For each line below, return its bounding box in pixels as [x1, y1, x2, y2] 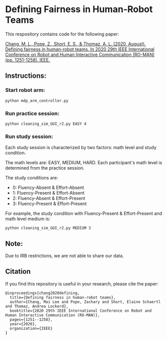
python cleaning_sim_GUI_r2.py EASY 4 [5, 121, 87, 126]
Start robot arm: [5, 87, 45, 94]
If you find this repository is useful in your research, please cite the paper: [5, 280, 158, 286]
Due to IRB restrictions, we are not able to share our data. [5, 253, 124, 259]
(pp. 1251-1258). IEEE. [5, 57, 50, 63]
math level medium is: [5, 216, 50, 222]
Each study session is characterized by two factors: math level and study [5, 144, 157, 151]
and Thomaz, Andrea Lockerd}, [5, 304, 69, 309]
